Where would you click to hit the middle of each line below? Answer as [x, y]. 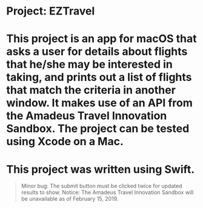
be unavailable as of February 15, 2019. [70, 199]
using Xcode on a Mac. [65, 142]
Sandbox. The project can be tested [98, 129]
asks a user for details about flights [97, 52]
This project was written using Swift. [101, 169]
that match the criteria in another [91, 90]
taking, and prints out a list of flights [99, 77]
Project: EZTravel [51, 11]
